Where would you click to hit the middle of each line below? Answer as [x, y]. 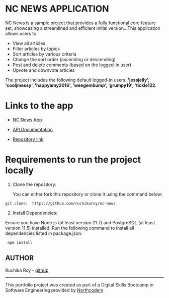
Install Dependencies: [35, 213]
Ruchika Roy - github [27, 270]
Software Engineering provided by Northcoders [54, 290]
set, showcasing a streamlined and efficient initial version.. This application [83, 28]
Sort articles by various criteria [45, 54]
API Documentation [32, 129]
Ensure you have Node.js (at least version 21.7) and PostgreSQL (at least [80, 222]
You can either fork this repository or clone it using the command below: [87, 194]
